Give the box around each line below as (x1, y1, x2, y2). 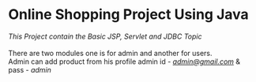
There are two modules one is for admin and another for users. (8, 48, 213, 58)
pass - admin (8, 65, 51, 74)
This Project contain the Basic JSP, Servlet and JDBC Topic (8, 32, 202, 41)
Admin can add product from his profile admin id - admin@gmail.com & (8, 57, 241, 66)
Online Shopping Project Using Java (8, 6, 249, 24)
